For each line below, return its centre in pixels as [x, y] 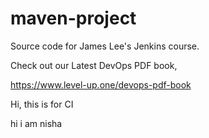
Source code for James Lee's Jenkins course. [105, 46]
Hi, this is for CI [42, 104]
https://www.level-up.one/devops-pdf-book [101, 84]
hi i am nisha [36, 123]
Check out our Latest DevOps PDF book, [94, 65]
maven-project [73, 18]
